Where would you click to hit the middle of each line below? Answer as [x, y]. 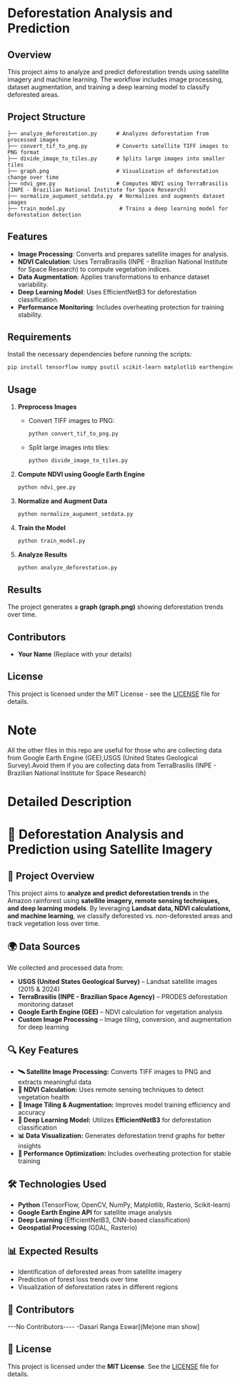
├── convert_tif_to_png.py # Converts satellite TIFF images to [118, 146]
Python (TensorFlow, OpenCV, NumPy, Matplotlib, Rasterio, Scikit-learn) [124, 1205]
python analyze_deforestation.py [67, 567]
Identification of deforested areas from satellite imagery [100, 1272]
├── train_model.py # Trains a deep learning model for [118, 209]
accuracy [31, 1112]
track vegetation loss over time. [54, 923]
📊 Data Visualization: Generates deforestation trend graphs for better [121, 1135]
